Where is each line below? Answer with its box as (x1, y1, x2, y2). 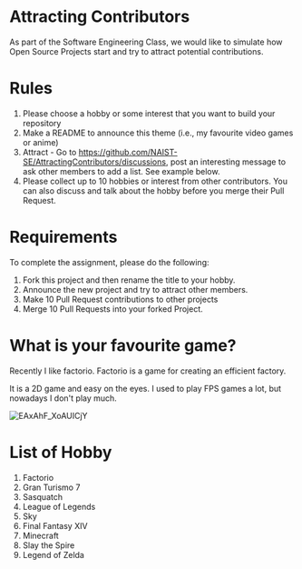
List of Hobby (9, 442, 112, 463)
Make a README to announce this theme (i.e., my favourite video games (22, 127, 294, 138)
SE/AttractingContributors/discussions (22, 156, 166, 167)
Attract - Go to (22, 146, 77, 157)
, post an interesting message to (165, 156, 287, 167)
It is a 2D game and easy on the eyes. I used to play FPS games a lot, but (9, 383, 282, 394)
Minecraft (22, 530, 59, 541)
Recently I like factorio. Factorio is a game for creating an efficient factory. (9, 365, 287, 376)
